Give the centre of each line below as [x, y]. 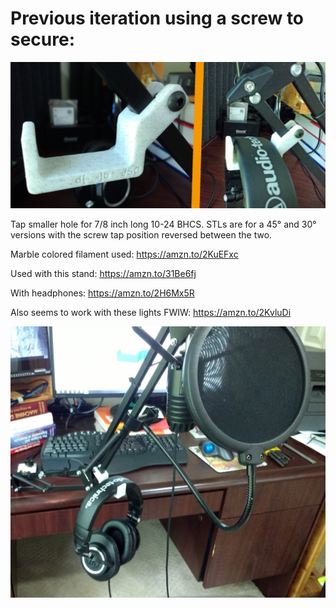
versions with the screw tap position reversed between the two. [141, 235]
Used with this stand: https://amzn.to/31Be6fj [103, 274]
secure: [43, 39]
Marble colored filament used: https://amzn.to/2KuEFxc [124, 254]
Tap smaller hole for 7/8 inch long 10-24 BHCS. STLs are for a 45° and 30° [163, 224]
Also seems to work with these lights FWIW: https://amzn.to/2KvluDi [151, 313]
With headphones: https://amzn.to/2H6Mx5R [102, 293]
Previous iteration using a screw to [157, 18]
